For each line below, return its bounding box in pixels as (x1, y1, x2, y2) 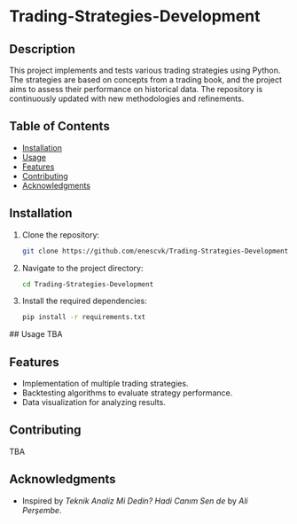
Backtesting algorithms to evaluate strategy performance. (21, 387, 233, 398)
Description (9, 42, 75, 57)
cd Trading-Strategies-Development (21, 279, 154, 289)
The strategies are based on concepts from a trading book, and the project (9, 74, 282, 85)
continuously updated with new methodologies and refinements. (9, 93, 245, 104)
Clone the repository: (21, 229, 100, 240)
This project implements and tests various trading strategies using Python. (9, 65, 281, 75)
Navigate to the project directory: (21, 262, 144, 273)
